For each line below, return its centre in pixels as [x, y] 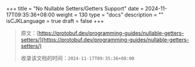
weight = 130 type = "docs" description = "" [110, 15]
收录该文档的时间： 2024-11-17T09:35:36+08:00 [78, 58]
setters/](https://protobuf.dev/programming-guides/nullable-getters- [105, 40]
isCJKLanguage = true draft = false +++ [55, 21]
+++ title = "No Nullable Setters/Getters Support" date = [75, 9]
